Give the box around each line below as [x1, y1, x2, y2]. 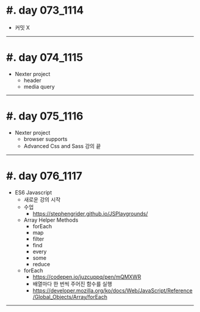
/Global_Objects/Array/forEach [32, 293, 108, 300]
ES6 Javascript [14, 188, 52, 196]
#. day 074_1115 [6, 51, 83, 64]
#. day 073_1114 [6, 4, 84, 17]
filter [32, 235, 45, 242]
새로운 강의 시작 [23, 196, 61, 203]
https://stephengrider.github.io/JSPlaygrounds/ [32, 210, 148, 217]
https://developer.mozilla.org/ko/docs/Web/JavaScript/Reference [32, 286, 193, 294]
